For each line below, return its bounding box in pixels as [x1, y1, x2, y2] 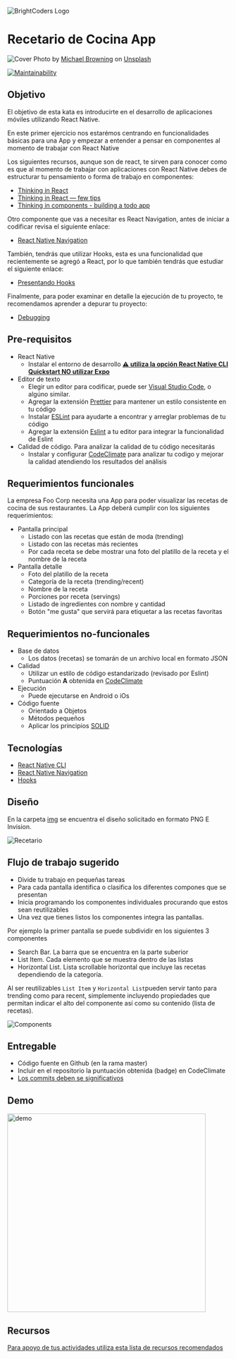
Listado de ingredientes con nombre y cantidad [27, 600, 166, 608]
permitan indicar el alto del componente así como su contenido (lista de [7, 998, 216, 1007]
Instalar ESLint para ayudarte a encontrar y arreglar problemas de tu [27, 412, 226, 421]
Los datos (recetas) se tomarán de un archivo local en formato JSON [27, 654, 228, 663]
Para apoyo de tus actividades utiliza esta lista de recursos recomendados [7, 1343, 223, 1352]
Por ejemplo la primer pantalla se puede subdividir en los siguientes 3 [7, 926, 210, 935]
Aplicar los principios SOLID [27, 722, 110, 730]
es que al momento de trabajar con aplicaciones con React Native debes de [7, 164, 228, 173]
